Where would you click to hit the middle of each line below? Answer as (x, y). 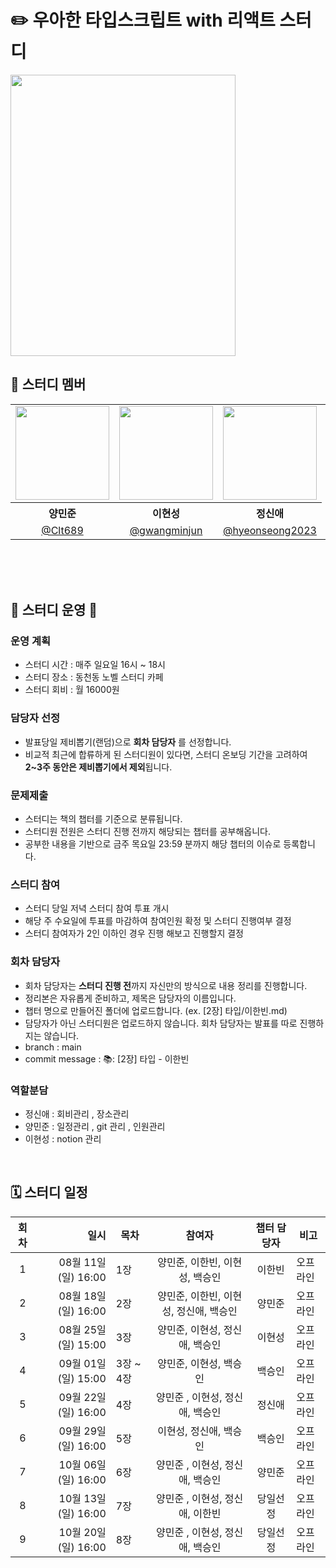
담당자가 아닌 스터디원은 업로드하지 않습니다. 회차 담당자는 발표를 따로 (161, 1023)
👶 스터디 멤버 (48, 384)
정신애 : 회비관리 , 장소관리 (77, 1113)
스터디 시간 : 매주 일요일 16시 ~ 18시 (95, 665)
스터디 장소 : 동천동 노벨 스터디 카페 (94, 677)
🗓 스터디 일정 (49, 1192)
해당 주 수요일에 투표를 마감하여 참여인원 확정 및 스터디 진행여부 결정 (158, 921)
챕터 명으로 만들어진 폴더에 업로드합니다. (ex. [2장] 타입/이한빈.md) (156, 1010)
